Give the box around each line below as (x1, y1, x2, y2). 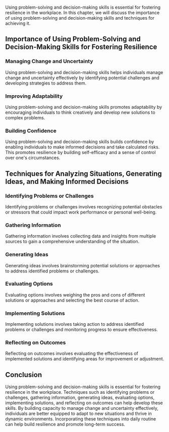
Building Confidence (5, 127, 57, 134)
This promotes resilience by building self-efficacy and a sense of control (5, 150, 156, 156)
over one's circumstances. (5, 155, 61, 161)
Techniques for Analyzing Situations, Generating (5, 169, 162, 178)
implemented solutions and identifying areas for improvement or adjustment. (5, 356, 164, 362)
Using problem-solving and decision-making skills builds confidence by (5, 138, 154, 145)
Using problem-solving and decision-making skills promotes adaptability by (5, 104, 162, 110)
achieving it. (5, 20, 31, 26)
